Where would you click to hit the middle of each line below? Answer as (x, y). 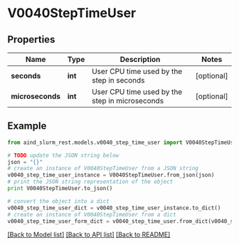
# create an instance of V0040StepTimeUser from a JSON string (103, 169)
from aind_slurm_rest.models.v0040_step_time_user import (95, 142)
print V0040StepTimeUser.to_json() (60, 189)
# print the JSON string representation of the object (90, 182)
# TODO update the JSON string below (63, 155)
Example (27, 126)
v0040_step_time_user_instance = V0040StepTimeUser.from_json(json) (111, 175)
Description (140, 59)
